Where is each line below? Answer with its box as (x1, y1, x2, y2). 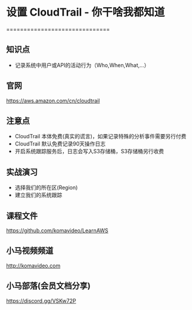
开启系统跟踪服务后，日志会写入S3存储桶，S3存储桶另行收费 (14, 148, 165, 155)
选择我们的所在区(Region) (14, 184, 78, 192)
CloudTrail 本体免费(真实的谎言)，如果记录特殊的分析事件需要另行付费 (14, 133, 187, 140)
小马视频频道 (6, 246, 54, 256)
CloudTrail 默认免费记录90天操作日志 (14, 140, 106, 147)
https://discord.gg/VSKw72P (6, 297, 76, 304)
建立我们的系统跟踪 (14, 192, 63, 199)
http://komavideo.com (6, 262, 61, 269)
